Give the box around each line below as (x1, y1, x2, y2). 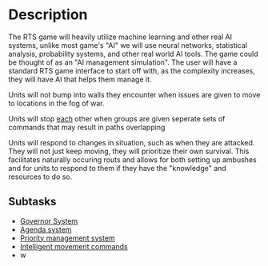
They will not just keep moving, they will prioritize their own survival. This (8, 146, 250, 156)
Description (8, 6, 88, 24)
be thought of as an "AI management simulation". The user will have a (8, 58, 238, 67)
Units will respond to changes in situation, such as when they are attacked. (8, 137, 255, 147)
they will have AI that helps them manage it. (8, 74, 152, 84)
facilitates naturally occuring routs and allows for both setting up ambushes (8, 154, 258, 165)
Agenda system (19, 224, 72, 234)
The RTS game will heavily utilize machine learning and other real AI (8, 32, 233, 42)
